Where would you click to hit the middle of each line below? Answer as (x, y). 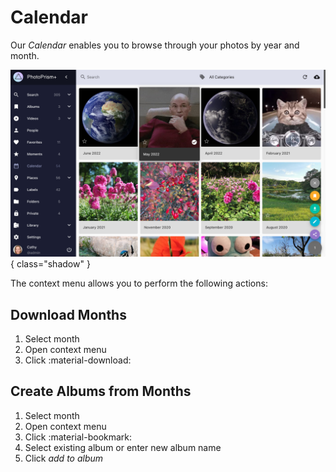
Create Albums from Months (101, 391)
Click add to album (64, 458)
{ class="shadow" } (50, 264)
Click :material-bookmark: (78, 437)
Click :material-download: (78, 360)
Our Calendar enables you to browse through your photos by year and (155, 45)
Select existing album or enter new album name (123, 447)
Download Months (68, 314)
